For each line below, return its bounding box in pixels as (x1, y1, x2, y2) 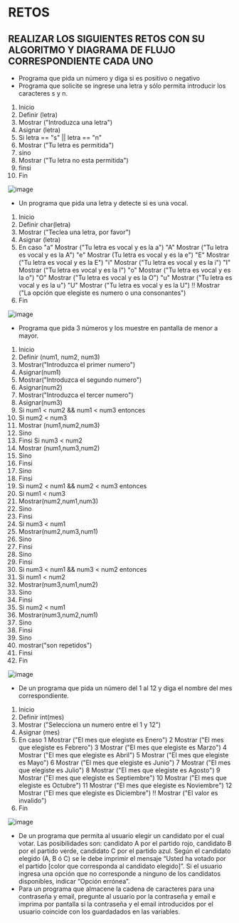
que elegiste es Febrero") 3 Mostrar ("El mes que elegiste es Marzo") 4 (18, 743, 227, 752)
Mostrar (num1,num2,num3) (18, 421, 100, 429)
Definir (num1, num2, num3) (18, 353, 100, 361)
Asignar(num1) (18, 368, 61, 376)
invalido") (18, 797, 47, 805)
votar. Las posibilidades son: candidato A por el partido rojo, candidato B (18, 839, 232, 847)
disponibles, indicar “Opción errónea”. (18, 877, 130, 885)
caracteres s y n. (18, 89, 68, 97)
